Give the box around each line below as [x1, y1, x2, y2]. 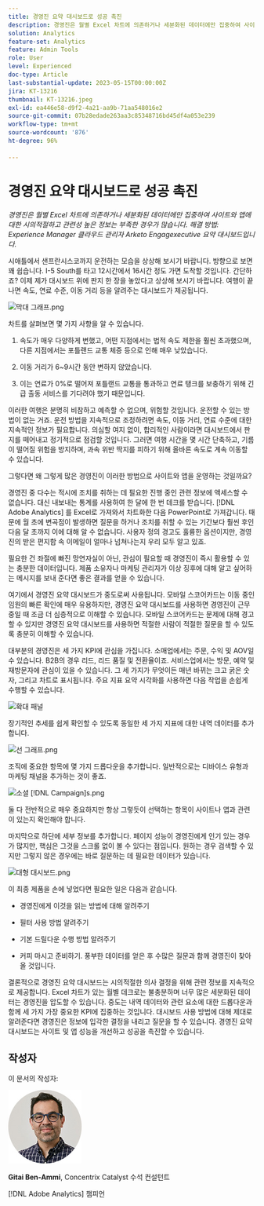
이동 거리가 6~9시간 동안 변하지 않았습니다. [19, 362, 153, 371]
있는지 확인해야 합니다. [16, 814, 86, 824]
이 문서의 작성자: [8, 1074, 59, 1084]
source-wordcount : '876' [8, 129, 89, 137]
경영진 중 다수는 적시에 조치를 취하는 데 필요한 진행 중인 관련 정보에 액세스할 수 [8, 488, 248, 497]
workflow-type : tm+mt [8, 120, 79, 129]
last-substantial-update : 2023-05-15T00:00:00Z [8, 79, 167, 86]
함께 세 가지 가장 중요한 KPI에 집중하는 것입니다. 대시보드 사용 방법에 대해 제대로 [8, 1007, 253, 1016]
